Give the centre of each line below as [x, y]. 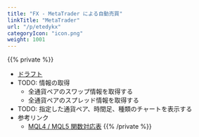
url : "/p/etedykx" [34, 27]
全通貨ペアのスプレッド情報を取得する [83, 100]
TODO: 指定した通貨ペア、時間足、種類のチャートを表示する [105, 109]
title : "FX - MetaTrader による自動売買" [65, 14]
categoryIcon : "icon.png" [45, 33]
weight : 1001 [26, 40]
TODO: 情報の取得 [44, 83]
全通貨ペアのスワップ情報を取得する [81, 92]
